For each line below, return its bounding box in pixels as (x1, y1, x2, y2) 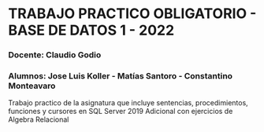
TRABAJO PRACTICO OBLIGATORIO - (8, 5, 257, 23)
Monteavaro (8, 80, 56, 91)
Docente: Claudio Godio (8, 49, 102, 60)
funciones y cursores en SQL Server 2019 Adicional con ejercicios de (8, 107, 233, 116)
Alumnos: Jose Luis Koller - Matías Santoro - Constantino (8, 71, 233, 82)
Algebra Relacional (8, 115, 69, 124)
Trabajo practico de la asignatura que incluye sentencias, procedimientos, (8, 98, 248, 108)
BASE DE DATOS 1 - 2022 (8, 21, 175, 39)
